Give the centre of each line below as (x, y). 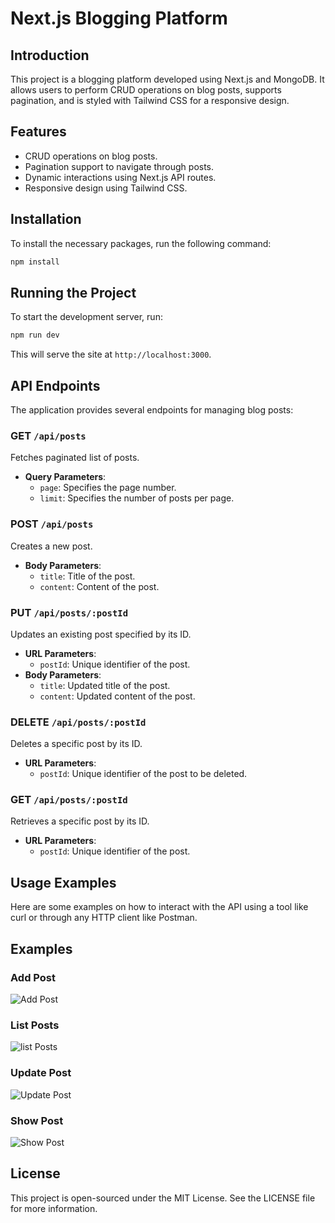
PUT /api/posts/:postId (69, 612)
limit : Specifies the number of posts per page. (137, 498)
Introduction (50, 55)
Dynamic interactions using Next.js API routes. (120, 177)
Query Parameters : (65, 477)
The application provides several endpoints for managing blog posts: (152, 410)
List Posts (35, 1025)
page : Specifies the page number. (108, 488)
